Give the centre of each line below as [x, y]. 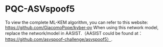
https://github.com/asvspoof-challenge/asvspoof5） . [59, 39]
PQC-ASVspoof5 [40, 9]
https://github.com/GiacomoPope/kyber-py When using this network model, [82, 27]
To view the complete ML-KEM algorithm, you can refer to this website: [77, 22]
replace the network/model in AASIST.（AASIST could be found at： [74, 33]
